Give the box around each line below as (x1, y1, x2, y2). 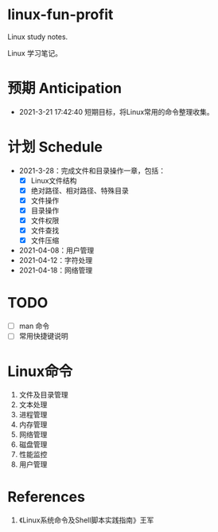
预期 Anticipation (7, 80, 123, 97)
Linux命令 (7, 362, 73, 380)
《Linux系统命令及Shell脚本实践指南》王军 (18, 515, 154, 525)
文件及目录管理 (18, 390, 68, 400)
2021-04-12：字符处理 (18, 256, 93, 265)
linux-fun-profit (7, 6, 114, 24)
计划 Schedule (7, 138, 103, 156)
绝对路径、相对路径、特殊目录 (30, 186, 129, 195)
